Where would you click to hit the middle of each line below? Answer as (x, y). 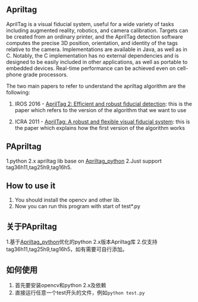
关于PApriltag (32, 226)
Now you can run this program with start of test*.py (78, 206)
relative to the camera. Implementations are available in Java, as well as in (97, 49)
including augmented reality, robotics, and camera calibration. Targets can (97, 30)
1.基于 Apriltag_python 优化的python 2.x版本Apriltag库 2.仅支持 (82, 242)
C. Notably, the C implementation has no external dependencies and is (93, 55)
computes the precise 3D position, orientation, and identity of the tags (92, 43)
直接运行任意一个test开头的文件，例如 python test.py (80, 293)
